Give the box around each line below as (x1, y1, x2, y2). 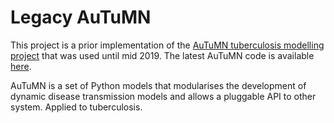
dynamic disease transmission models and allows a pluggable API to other (10, 90, 317, 102)
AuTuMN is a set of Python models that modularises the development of (10, 79, 307, 91)
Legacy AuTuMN (10, 6, 152, 29)
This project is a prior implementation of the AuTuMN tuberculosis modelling (10, 39, 325, 51)
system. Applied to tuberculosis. (10, 101, 143, 113)
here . (10, 60, 32, 72)
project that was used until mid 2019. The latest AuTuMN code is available (10, 49, 315, 61)
